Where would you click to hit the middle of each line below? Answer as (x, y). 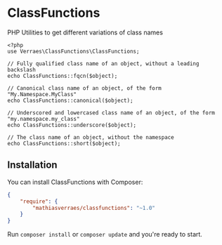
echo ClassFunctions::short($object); (64, 143)
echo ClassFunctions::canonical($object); (70, 100)
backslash (22, 69)
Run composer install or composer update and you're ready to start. (105, 234)
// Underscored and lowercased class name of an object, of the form (111, 113)
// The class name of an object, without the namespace (91, 137)
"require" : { (39, 201)
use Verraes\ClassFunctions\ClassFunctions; (73, 51)
